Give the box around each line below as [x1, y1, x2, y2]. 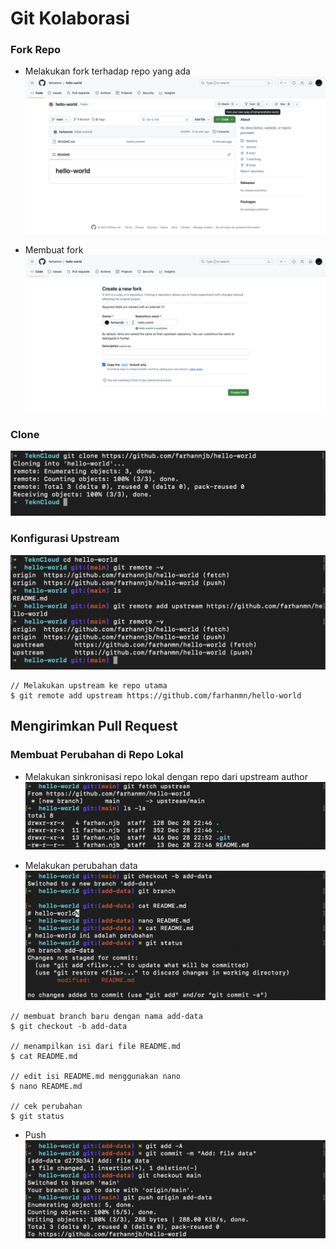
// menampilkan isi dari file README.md [10, 1041, 182, 1051]
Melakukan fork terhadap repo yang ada [24, 65, 191, 77]
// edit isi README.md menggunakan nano [10, 1071, 182, 1081]
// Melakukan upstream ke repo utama [10, 680, 168, 691]
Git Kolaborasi [10, 7, 130, 30]
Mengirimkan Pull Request [10, 718, 178, 735]
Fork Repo [10, 43, 62, 57]
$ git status [10, 1111, 65, 1121]
